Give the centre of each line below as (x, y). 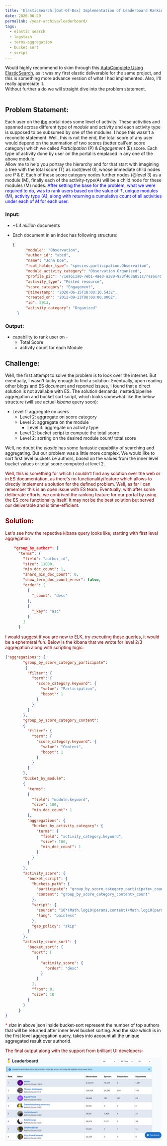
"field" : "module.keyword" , (61, 800)
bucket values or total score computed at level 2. (55, 464)
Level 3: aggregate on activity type (63, 428)
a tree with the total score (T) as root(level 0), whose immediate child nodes (83, 169)
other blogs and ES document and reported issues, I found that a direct (78, 386)
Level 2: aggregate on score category (58, 417)
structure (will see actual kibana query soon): (52, 402)
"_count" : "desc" (50, 595)
